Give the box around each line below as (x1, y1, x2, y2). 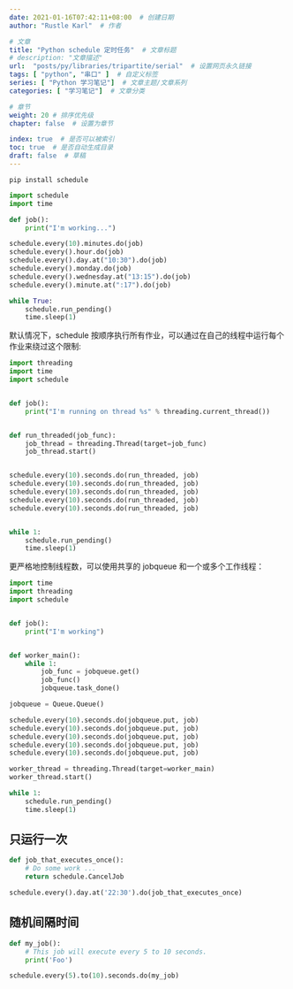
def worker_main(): (9, 651, 81, 660)
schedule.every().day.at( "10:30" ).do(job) (9, 256, 168, 265)
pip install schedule (9, 175, 89, 184)
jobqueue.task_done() (41, 684, 121, 693)
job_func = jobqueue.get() (41, 667, 140, 677)
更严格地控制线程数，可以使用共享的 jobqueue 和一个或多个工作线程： (9, 561, 265, 571)
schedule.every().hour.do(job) (9, 248, 124, 257)
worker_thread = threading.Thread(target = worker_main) (9, 764, 215, 774)
